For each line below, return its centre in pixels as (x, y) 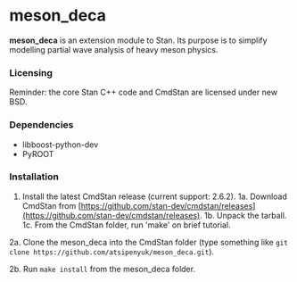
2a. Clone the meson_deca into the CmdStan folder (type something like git (148, 242)
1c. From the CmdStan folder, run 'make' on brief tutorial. (126, 225)
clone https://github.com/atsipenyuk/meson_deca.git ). (112, 252)
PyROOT (38, 153)
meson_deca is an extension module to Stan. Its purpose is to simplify (138, 40)
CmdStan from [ (52, 205)
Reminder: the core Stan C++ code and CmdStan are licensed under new (144, 92)
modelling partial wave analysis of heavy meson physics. (114, 49)
